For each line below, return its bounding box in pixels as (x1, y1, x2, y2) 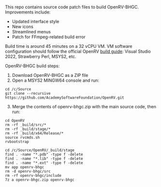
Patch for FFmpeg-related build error (12, 34, 86, 40)
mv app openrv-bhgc (5, 165, 44, 170)
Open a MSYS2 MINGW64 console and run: (12, 77, 100, 83)
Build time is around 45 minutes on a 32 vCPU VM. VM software (5, 43, 132, 49)
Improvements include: (5, 9, 51, 15)
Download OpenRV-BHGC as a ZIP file (12, 72, 88, 78)
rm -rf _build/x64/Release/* (5, 131, 64, 136)
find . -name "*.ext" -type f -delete (5, 160, 83, 165)
